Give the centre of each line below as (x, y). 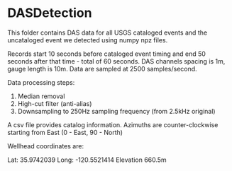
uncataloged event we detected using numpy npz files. (88, 40)
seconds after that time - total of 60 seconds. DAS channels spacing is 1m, (116, 61)
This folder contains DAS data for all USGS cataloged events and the (107, 33)
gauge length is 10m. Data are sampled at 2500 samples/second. (102, 69)
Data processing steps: (41, 82)
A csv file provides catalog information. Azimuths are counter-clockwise (113, 124)
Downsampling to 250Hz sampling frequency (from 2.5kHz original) (116, 111)
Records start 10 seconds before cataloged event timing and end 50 (106, 54)
